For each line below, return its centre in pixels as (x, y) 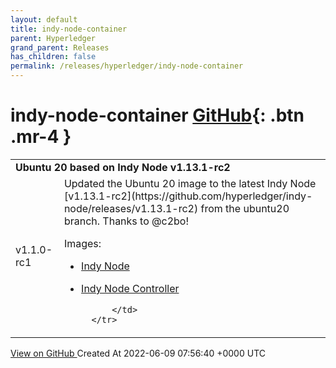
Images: (82, 243)
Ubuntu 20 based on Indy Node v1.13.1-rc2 (123, 167)
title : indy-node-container (69, 29)
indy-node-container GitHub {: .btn (157, 115)
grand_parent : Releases (60, 47)
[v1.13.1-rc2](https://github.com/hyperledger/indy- (188, 196)
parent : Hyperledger (53, 38)
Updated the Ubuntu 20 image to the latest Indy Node (190, 183)
